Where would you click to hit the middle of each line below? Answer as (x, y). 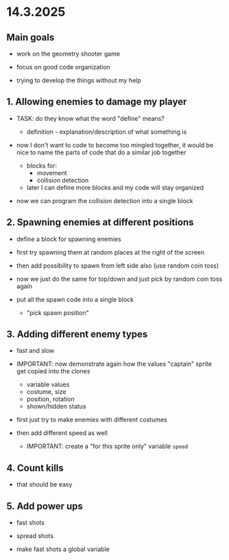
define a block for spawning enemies (69, 239)
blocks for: (42, 165)
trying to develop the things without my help (79, 80)
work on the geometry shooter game (68, 54)
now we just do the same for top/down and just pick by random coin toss (119, 279)
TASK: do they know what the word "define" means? (91, 118)
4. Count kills (35, 468)
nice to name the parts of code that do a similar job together (101, 152)
